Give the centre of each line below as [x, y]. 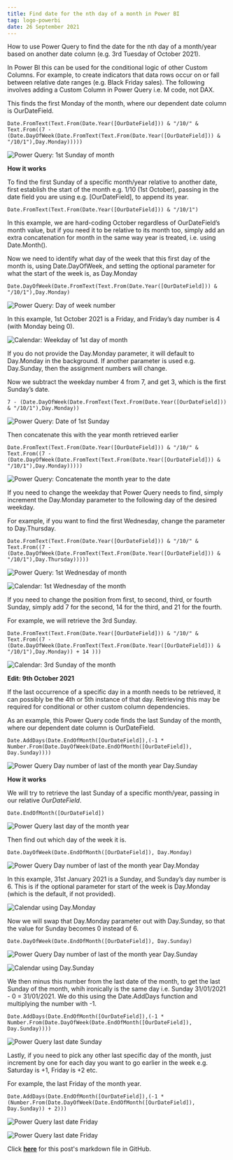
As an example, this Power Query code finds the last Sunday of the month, [115, 721]
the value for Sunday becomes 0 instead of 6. [73, 928]
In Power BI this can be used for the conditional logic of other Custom [107, 68]
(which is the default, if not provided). [62, 894]
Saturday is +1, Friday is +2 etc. [52, 1070]
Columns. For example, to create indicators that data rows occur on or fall [113, 75]
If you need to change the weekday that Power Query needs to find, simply [115, 493]
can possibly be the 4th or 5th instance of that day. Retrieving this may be [114, 700]
